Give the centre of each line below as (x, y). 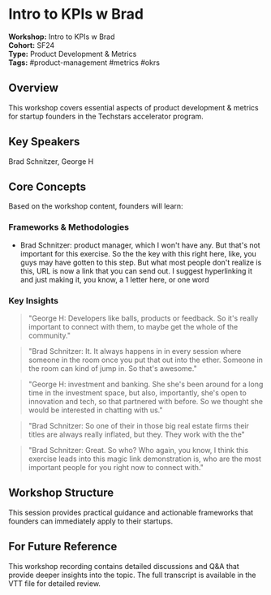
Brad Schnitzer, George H (51, 161)
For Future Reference (63, 547)
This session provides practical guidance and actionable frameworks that (131, 512)
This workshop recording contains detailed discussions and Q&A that (124, 566)
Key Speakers (44, 142)
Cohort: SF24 (32, 45)
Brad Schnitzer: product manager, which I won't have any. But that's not (140, 245)
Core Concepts (47, 186)
